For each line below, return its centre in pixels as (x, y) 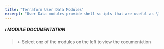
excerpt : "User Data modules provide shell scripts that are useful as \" (83, 14)
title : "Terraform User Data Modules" (44, 9)
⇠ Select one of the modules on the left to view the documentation (84, 42)
